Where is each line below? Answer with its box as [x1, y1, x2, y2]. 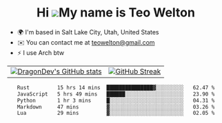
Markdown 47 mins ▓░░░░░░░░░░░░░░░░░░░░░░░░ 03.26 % [17, 103, 215, 111]
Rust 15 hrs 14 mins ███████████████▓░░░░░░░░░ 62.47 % [17, 84, 215, 91]
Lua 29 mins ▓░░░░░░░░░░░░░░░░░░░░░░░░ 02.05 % [17, 110, 215, 117]
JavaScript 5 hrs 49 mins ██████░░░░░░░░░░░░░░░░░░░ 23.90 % [17, 91, 215, 98]
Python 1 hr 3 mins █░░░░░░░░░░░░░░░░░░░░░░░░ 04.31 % [17, 97, 215, 104]
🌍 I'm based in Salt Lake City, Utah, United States [17, 27, 159, 36]
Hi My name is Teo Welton [37, 5, 195, 21]
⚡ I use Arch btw [17, 48, 65, 56]
